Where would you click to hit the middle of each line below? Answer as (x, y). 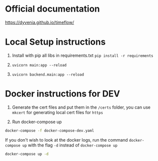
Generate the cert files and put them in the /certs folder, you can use (81, 107)
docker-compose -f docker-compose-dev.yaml (50, 130)
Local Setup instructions (55, 42)
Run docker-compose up (37, 122)
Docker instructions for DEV (63, 94)
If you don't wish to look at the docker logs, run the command (67, 140)
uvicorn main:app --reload (39, 65)
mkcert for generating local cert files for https (57, 112)
